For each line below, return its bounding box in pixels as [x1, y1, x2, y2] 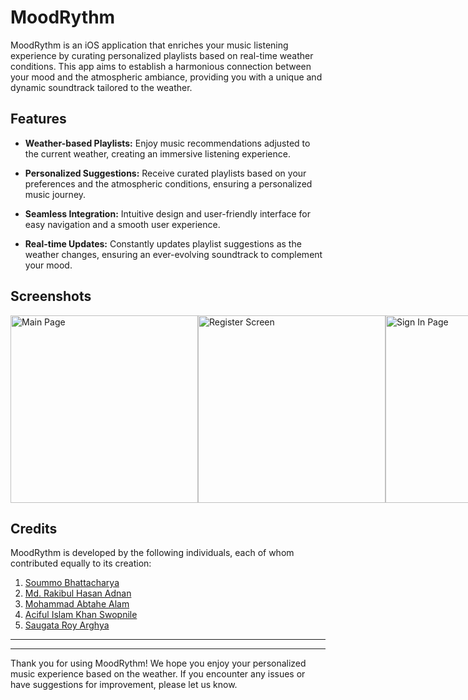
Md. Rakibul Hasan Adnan [24, 587, 132, 600]
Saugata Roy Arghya [24, 619, 110, 631]
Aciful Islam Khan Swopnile [24, 609, 138, 621]
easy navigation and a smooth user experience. [24, 218, 221, 230]
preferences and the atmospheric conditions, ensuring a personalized [24, 177, 313, 190]
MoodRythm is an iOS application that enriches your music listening [10, 39, 289, 51]
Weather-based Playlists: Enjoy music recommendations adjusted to [24, 137, 311, 149]
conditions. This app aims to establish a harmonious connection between [10, 60, 312, 72]
